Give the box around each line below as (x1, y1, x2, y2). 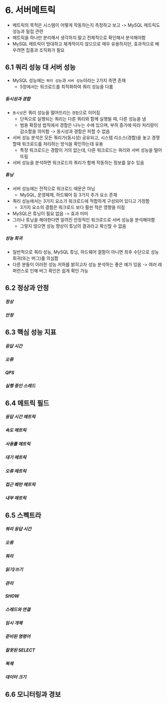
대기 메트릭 (5, 454, 26, 460)
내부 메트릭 (5, 495, 26, 501)
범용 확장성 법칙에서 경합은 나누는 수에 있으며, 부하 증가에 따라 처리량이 (19, 122, 159, 128)
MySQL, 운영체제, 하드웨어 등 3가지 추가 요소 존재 (19, 191, 118, 197)
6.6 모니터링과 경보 (5, 690, 61, 698)
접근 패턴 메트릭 (5, 481, 36, 487)
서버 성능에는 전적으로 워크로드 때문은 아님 (12, 185, 96, 191)
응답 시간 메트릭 (5, 413, 36, 420)
